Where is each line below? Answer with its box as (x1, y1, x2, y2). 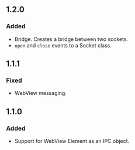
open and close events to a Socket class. (14, 42, 112, 49)
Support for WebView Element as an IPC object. (14, 138, 130, 145)
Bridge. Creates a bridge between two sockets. (14, 35, 129, 43)
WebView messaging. (14, 90, 67, 97)
